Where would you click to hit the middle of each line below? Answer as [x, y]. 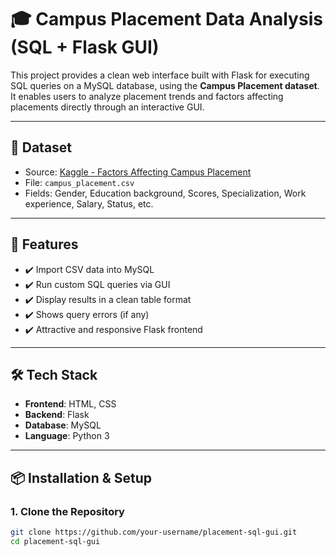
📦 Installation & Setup [81, 477]
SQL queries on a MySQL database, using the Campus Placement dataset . [165, 85]
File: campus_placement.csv [79, 182]
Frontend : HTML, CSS [70, 404]
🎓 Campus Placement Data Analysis [166, 19]
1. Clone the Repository [67, 511]
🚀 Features [44, 244]
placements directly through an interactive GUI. [107, 107]
